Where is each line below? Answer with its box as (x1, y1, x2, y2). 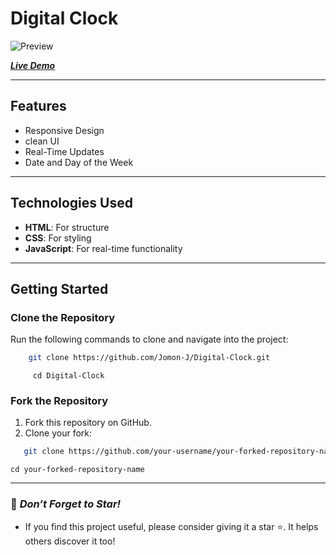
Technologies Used (10, 195, 133, 212)
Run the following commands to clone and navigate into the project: (10, 333, 289, 346)
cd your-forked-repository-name (10, 465, 145, 475)
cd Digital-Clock (32, 371, 105, 381)
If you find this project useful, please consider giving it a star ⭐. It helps (24, 520, 319, 532)
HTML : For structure (24, 221, 110, 233)
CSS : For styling (24, 232, 92, 244)
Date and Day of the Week (24, 156, 134, 168)
